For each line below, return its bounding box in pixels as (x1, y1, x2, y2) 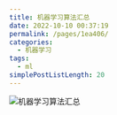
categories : (9, 37, 53, 47)
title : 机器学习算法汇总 (9, 12, 90, 22)
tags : (9, 54, 29, 63)
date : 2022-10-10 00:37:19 (9, 21, 109, 30)
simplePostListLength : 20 (9, 71, 105, 80)
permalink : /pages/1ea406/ (9, 29, 109, 38)
